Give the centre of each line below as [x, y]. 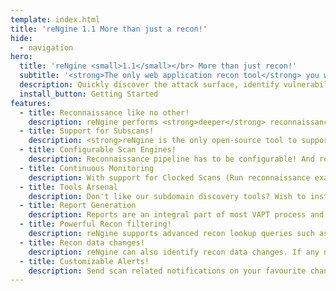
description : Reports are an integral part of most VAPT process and [176, 215]
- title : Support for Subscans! [87, 131]
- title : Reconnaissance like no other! [104, 112]
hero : [21, 57]
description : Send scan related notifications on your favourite [167, 271]
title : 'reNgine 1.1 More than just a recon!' [109, 29]
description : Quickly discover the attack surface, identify [149, 85]
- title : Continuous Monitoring [87, 168]
